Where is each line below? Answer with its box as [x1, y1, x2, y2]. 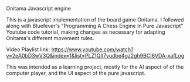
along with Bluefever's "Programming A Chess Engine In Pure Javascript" [6, 23, 184, 29]
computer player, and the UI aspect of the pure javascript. [6, 70, 145, 76]
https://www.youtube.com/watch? [51, 46, 134, 53]
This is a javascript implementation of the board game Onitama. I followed [6, 16, 184, 23]
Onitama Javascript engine [6, 5, 72, 12]
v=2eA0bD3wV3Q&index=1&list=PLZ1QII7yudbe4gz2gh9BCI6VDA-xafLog [6, 52, 185, 59]
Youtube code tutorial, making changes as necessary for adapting [6, 28, 165, 35]
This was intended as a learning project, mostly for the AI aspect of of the [6, 63, 184, 70]
